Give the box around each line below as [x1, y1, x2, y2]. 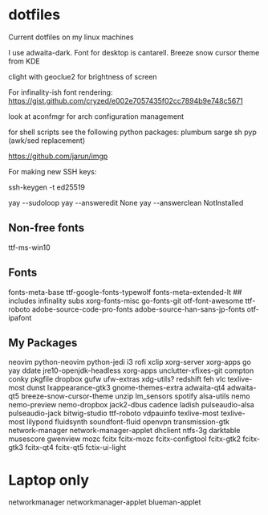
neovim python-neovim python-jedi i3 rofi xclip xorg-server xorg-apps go [8, 358, 251, 367]
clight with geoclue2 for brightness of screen [8, 72, 158, 81]
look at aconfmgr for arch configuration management [8, 111, 185, 121]
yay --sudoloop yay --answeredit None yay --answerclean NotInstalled [8, 198, 244, 207]
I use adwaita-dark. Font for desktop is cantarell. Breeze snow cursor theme [8, 47, 260, 57]
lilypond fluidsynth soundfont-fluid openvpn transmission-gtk [26, 417, 230, 427]
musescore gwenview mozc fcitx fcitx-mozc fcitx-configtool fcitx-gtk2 [8, 434, 242, 443]
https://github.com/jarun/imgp [8, 151, 108, 161]
